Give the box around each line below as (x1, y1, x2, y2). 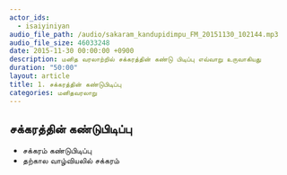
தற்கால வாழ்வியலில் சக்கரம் (22, 155, 120, 166)
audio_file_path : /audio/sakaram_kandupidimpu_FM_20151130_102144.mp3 (9, 30, 279, 39)
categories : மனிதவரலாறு (9, 88, 97, 97)
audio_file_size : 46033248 (9, 38, 110, 48)
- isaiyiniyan (17, 22, 70, 31)
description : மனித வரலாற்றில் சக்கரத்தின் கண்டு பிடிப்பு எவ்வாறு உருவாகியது (9, 55, 262, 64)
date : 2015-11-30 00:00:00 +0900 (9, 47, 135, 56)
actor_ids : (9, 13, 50, 22)
